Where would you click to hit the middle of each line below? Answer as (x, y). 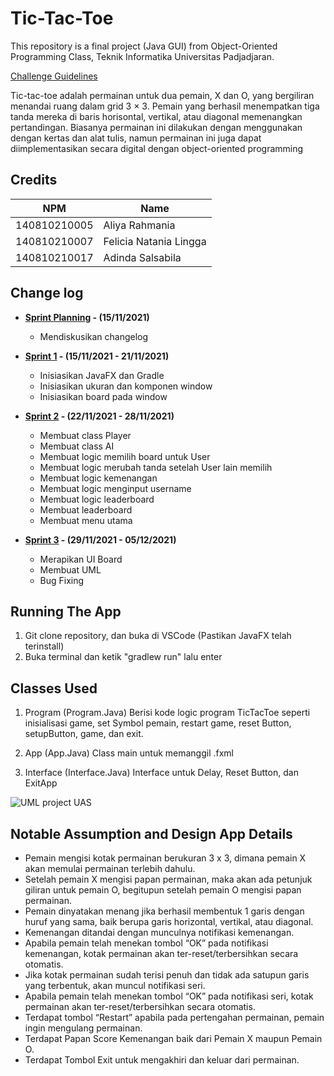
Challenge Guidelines (54, 76)
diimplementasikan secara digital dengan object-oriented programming (157, 148)
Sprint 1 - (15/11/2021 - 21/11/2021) (97, 356)
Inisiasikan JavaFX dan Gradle (102, 375)
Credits (34, 180)
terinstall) (44, 646)
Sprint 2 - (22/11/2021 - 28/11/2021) (99, 416)
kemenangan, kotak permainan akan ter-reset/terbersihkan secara (161, 953)
